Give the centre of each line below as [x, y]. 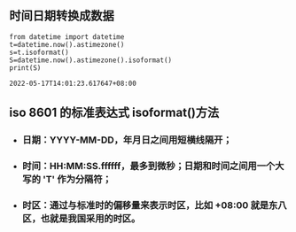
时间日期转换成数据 [62, 16]
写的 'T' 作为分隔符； [67, 180]
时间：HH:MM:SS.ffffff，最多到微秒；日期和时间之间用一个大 [153, 166]
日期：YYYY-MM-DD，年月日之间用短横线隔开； [127, 140]
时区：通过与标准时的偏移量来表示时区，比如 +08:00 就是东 [150, 205]
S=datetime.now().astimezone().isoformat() [91, 60]
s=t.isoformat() [39, 52]
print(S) [25, 68]
